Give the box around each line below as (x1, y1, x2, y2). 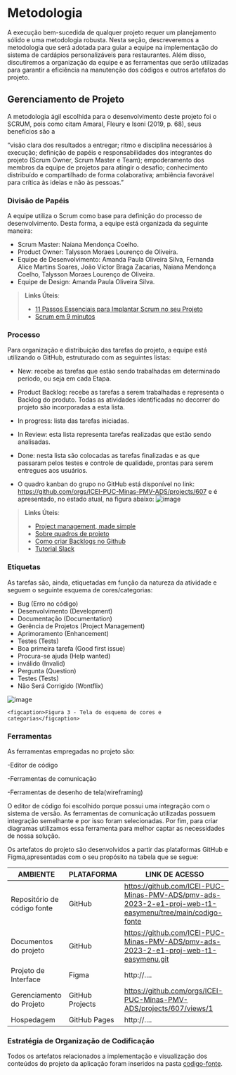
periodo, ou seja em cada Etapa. (17, 374, 112, 383)
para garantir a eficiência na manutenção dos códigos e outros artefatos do (7, 65, 226, 74)
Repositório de (11, 894, 59, 904)
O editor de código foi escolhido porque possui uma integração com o (7, 801, 211, 810)
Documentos (11, 936, 53, 946)
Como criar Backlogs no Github (34, 537, 126, 546)
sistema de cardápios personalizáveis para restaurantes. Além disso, (7, 51, 206, 59)
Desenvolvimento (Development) (17, 606, 113, 615)
